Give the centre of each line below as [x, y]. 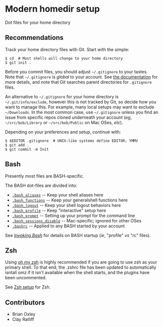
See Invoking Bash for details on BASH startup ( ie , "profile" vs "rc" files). [78, 235]
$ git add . [17, 145]
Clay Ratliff [23, 319]
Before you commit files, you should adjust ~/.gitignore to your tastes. [76, 72]
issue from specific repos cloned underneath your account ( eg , [69, 117]
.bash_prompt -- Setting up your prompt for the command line [73, 216]
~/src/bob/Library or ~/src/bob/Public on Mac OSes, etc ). [64, 122]
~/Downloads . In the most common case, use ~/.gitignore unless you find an [82, 112]
